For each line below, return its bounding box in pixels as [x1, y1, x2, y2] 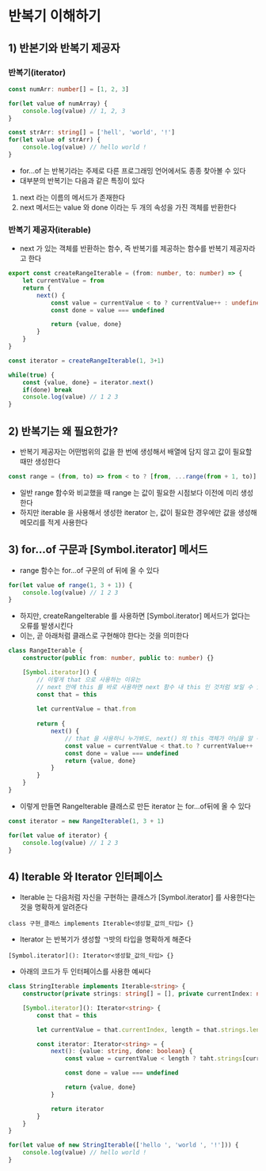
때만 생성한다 [19, 457, 61, 466]
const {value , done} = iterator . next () [22, 378, 154, 386]
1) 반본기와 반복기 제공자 [8, 41, 120, 55]
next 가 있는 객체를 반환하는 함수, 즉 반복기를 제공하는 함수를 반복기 [19, 244, 228, 253]
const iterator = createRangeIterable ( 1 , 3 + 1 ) [8, 357, 165, 365]
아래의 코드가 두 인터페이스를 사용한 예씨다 [19, 967, 152, 976]
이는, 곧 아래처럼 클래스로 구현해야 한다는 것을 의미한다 [19, 631, 189, 641]
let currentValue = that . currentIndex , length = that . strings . [36, 1025, 249, 1033]
